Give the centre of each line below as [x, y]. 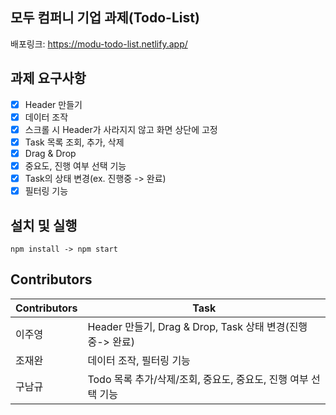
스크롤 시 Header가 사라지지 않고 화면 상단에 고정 [121, 129]
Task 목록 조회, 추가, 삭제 [74, 142]
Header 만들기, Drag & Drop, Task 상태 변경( [188, 326]
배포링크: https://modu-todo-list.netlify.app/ [99, 44]
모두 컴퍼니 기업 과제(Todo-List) [105, 18]
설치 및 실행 [44, 225]
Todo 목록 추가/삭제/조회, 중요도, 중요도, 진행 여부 [198, 379]
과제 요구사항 [48, 78]
